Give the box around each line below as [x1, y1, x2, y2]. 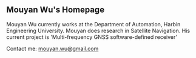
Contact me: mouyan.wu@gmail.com [6, 45, 99, 52]
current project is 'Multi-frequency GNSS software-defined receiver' [6, 33, 178, 41]
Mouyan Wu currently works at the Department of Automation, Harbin [6, 20, 181, 28]
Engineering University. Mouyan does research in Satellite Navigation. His [6, 27, 190, 34]
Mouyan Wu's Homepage [6, 5, 105, 15]
